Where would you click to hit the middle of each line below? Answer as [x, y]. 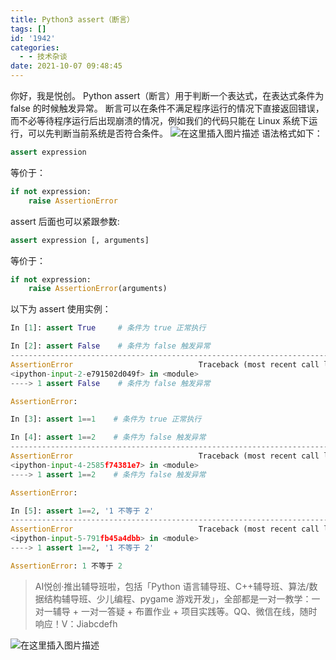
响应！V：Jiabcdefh [76, 623]
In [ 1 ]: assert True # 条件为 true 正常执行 [108, 328]
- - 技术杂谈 [43, 57]
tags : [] [28, 29]
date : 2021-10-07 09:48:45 [66, 66]
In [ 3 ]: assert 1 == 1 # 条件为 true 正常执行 [106, 419]
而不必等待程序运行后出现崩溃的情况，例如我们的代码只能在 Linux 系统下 [160, 120]
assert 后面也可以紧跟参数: [65, 221]
